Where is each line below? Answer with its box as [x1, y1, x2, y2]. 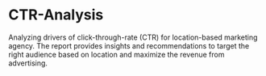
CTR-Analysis [8, 6, 104, 24]
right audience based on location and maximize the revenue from [8, 49, 225, 59]
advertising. [8, 58, 48, 68]
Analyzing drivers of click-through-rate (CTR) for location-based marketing [8, 32, 258, 42]
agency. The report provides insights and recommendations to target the [8, 40, 250, 50]
